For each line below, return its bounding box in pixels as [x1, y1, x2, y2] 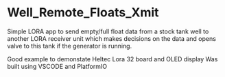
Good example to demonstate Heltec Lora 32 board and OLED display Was [7, 55, 218, 63]
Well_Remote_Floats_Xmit [7, 5, 159, 20]
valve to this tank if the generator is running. [7, 42, 132, 50]
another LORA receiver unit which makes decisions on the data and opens [7, 34, 216, 42]
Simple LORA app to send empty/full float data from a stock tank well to [7, 27, 209, 35]
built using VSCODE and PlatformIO [7, 62, 108, 70]
